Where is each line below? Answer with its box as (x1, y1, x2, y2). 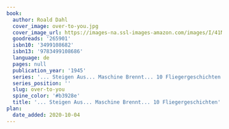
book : (6, 10, 22, 17)
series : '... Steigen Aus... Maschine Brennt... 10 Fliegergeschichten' (12, 73, 224, 81)
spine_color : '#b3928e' (12, 93, 80, 100)
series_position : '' (12, 80, 71, 87)
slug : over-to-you (12, 86, 66, 93)
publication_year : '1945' (12, 67, 87, 74)
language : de (12, 55, 50, 61)
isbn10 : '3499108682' (12, 42, 75, 48)
